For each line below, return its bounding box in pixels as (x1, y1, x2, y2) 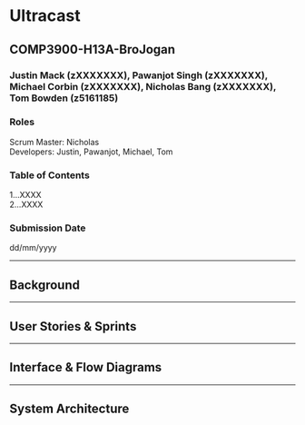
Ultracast (9, 5, 81, 26)
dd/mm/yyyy (9, 242, 57, 253)
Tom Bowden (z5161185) (9, 92, 119, 104)
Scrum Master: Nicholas (9, 136, 100, 147)
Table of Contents (9, 169, 91, 182)
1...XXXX (9, 190, 42, 201)
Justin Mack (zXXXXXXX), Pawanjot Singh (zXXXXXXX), (9, 69, 268, 82)
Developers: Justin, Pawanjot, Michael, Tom (9, 146, 173, 157)
